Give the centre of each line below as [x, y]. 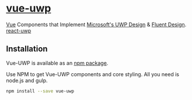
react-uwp [19, 30]
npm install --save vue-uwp [40, 91]
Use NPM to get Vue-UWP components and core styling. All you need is [93, 74]
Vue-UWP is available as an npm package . [57, 63]
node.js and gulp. [27, 80]
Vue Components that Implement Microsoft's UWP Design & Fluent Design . [96, 24]
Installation [27, 49]
